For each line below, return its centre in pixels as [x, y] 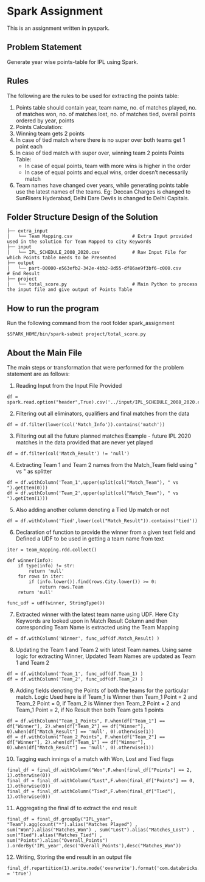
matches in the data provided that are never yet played [84, 442]
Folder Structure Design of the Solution [82, 217]
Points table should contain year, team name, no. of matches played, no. [106, 107]
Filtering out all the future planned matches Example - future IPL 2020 [103, 436]
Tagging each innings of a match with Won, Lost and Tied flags [95, 759]
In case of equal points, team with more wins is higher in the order [108, 166]
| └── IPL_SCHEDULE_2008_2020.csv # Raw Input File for [97, 253]
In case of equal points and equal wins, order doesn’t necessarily [106, 172]
